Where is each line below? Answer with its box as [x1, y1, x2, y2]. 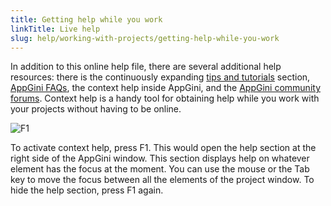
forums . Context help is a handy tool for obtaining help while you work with [10, 92, 320, 105]
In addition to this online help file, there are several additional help [10, 61, 282, 73]
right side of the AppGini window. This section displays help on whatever [10, 152, 310, 165]
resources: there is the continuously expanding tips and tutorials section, [10, 71, 311, 83]
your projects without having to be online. [10, 103, 182, 115]
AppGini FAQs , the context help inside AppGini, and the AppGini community [10, 82, 321, 94]
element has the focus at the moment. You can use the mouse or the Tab [10, 163, 310, 175]
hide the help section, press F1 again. [10, 184, 164, 196]
